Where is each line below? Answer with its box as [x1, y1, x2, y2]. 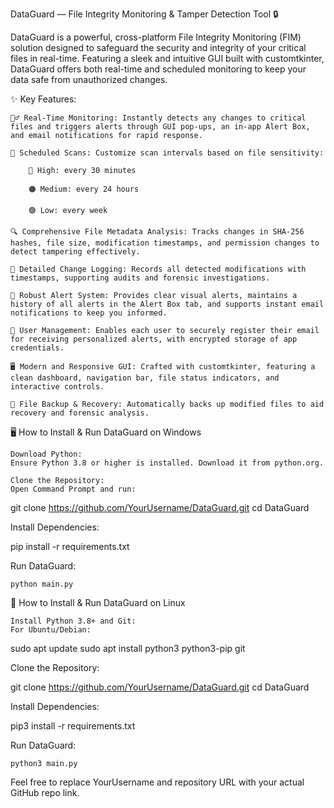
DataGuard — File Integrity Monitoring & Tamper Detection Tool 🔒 [10, 8, 279, 20]
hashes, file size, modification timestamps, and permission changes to [10, 238, 320, 248]
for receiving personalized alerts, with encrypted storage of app [10, 334, 298, 344]
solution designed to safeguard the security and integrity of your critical [10, 42, 307, 53]
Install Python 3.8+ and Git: [10, 616, 137, 626]
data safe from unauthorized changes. [10, 74, 168, 85]
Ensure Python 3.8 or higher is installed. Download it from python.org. [10, 458, 325, 468]
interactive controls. [10, 382, 105, 392]
